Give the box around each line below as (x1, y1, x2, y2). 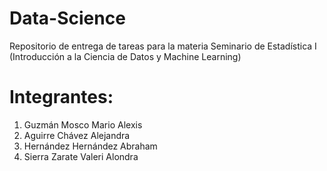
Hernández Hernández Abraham (23, 140, 158, 152)
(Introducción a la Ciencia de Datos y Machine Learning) (9, 50, 242, 62)
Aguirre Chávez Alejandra (23, 129, 131, 141)
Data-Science (9, 7, 126, 30)
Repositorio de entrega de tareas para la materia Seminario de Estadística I (9, 40, 317, 52)
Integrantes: (9, 86, 114, 109)
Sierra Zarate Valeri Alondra (23, 150, 139, 162)
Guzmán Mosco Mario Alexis (23, 118, 143, 131)
